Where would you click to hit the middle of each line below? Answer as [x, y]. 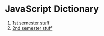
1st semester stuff [31, 23]
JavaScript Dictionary [52, 9]
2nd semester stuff [32, 28]
